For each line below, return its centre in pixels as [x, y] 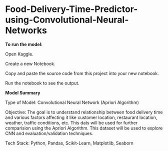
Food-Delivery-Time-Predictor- [71, 9]
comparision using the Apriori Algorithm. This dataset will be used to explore [84, 128]
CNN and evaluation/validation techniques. [49, 133]
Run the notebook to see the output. [42, 83]
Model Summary [23, 92]
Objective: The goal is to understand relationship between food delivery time [84, 112]
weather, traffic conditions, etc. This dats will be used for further [71, 122]
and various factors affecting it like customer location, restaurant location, [81, 117]
